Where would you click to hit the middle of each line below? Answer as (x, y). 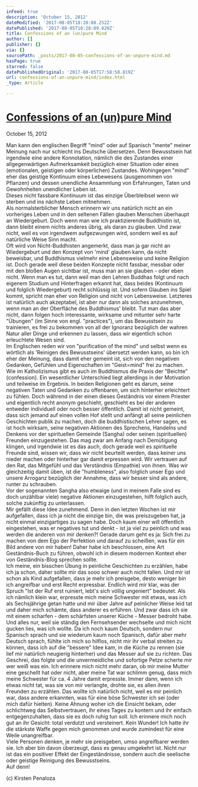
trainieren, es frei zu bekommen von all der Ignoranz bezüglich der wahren (97, 327)
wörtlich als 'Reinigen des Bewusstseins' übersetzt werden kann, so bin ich (98, 352)
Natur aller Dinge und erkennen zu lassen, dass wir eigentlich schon (89, 333)
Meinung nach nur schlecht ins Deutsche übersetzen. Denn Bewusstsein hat (99, 151)
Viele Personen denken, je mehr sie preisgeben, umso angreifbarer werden (98, 742)
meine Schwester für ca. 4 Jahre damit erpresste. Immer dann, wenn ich (94, 679)
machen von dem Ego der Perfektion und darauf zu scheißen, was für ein (95, 541)
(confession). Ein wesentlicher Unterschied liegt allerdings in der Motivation (98, 377)
